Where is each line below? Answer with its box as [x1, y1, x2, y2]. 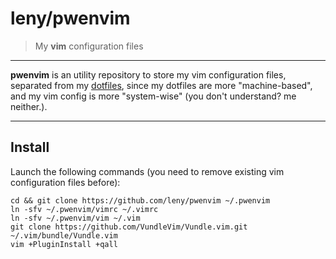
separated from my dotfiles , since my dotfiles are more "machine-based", [10, 79, 313, 91]
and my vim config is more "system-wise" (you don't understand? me [10, 90, 297, 102]
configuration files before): [10, 176, 121, 188]
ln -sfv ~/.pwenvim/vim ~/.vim [10, 213, 141, 223]
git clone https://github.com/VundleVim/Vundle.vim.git [10, 222, 248, 232]
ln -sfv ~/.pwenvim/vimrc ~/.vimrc [10, 204, 159, 214]
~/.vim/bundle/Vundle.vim [10, 230, 118, 241]
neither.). [10, 100, 48, 112]
